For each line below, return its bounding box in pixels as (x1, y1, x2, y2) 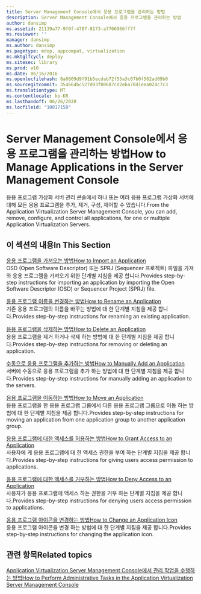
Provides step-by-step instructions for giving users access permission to (12, 457, 194, 464)
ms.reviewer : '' (6, 31, 47, 37)
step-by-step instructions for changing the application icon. (6, 531, 154, 538)
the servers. (6, 382, 36, 389)
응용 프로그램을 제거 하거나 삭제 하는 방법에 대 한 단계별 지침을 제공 (6, 333, 164, 341)
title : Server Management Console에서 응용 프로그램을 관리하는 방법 (6, 8, 165, 15)
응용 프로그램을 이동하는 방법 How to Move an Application (6, 394, 144, 402)
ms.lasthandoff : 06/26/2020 (6, 98, 77, 104)
